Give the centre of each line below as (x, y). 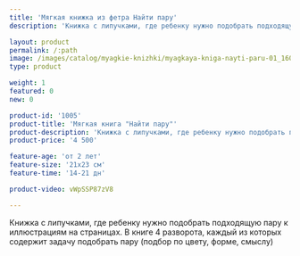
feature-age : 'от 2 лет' (55, 157)
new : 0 (21, 99)
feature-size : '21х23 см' (57, 165)
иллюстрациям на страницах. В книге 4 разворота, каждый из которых (146, 232)
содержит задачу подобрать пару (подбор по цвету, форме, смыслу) (142, 241)
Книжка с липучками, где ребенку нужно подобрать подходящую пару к (149, 222)
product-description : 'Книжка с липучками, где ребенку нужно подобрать (147, 132)
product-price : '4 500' (54, 140)
